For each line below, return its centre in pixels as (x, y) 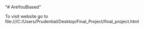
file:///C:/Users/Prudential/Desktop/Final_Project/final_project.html (72, 22)
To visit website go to (26, 16)
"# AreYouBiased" (23, 7)
